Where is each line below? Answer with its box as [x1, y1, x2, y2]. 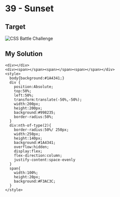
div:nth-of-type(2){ [9, 123, 51, 128]
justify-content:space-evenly [14, 157, 76, 162]
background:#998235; [14, 110, 56, 115]
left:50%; [14, 93, 34, 98]
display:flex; [14, 148, 43, 154]
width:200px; [14, 101, 41, 106]
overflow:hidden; [14, 144, 49, 149]
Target [5, 23, 26, 31]
